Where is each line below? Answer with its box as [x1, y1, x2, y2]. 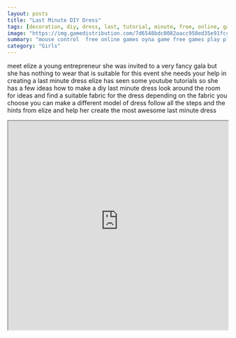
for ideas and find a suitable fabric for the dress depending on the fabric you [7, 91, 228, 100]
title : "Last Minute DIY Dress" [7, 17, 101, 24]
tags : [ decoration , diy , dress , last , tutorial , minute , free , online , [7, 23, 220, 30]
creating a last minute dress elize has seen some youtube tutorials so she [7, 77, 219, 84]
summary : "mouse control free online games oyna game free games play [7, 36, 220, 43]
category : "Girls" [7, 43, 61, 49]
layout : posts [7, 10, 49, 17]
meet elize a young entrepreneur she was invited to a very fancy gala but [7, 62, 218, 70]
